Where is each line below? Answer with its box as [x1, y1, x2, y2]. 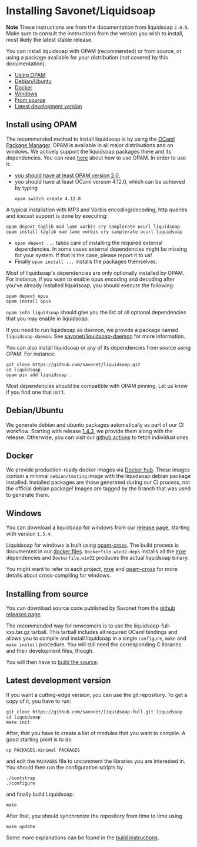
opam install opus [6, 298, 51, 304]
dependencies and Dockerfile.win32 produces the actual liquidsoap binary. [6, 554, 189, 562]
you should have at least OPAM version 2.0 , [14, 172, 121, 179]
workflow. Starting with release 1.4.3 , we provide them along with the [6, 427, 173, 434]
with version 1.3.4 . [6, 530, 52, 537]
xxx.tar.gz [6, 629, 31, 635]
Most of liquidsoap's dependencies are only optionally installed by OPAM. [6, 269, 185, 276]
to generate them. [6, 491, 49, 499]
